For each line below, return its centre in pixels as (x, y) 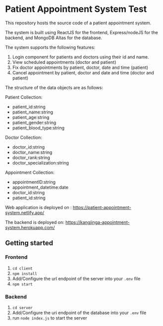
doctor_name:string (32, 152)
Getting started (29, 243)
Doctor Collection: (24, 137)
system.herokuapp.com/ (30, 227)
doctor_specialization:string (41, 163)
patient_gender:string (34, 122)
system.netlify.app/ (25, 213)
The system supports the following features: (50, 47)
